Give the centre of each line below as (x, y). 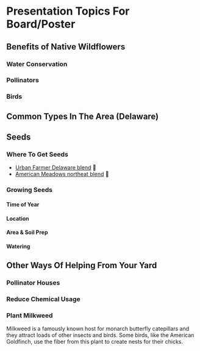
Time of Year (23, 204)
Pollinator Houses (33, 283)
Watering (18, 246)
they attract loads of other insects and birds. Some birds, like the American (100, 335)
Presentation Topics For (68, 11)
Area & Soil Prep (27, 232)
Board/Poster (41, 24)
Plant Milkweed (30, 315)
